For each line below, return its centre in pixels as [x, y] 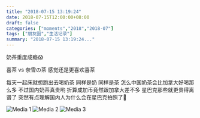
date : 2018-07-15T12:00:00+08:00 [48, 17]
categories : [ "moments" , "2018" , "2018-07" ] [60, 28]
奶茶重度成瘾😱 [25, 57]
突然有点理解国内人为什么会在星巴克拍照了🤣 [72, 97]
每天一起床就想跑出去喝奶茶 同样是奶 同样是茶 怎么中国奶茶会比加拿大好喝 [98, 82]
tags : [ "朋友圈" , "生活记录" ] [40, 34]
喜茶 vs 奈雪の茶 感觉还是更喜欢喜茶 [51, 70]
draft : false [22, 23]
